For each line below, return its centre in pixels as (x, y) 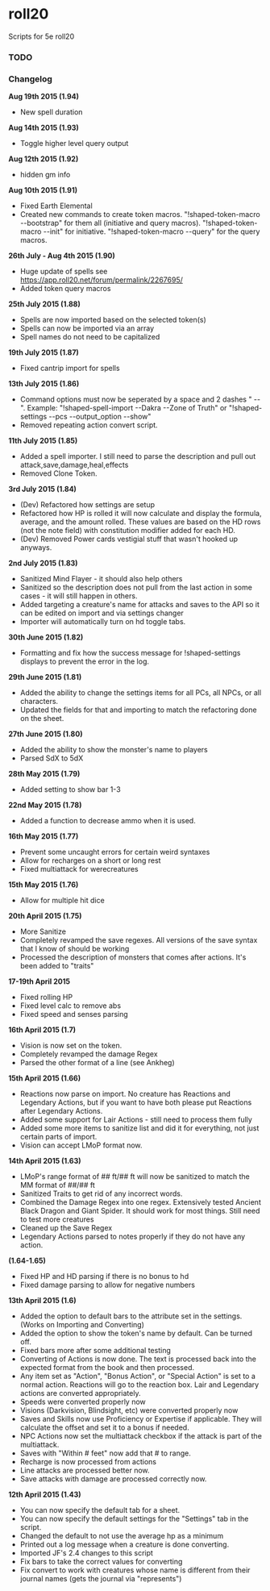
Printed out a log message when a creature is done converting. (125, 1544)
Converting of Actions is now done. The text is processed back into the (138, 1359)
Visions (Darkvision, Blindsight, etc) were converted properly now (129, 1410)
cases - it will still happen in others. (79, 596)
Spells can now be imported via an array (87, 328)
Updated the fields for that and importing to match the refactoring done (138, 710)
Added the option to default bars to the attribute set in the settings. (131, 1316)
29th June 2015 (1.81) (45, 677)
